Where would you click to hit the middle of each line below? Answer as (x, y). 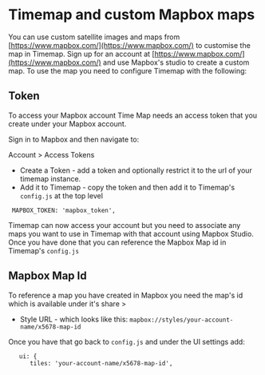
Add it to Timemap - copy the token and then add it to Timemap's (127, 187)
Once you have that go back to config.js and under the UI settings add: (127, 341)
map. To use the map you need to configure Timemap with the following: (128, 70)
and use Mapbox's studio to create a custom (176, 62)
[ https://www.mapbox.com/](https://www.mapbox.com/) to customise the (130, 45)
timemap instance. (50, 178)
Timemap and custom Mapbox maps (132, 15)
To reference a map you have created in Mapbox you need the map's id (126, 295)
